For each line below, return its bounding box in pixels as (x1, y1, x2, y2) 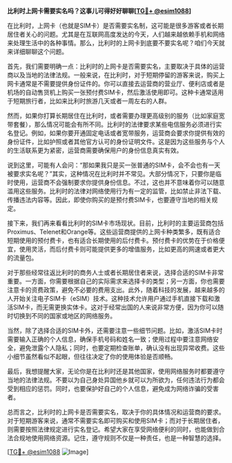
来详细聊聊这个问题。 (7, 48, 68, 55)
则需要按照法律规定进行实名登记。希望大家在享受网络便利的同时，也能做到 (7, 426, 219, 433)
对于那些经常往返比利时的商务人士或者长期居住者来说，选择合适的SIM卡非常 (7, 268, 224, 277)
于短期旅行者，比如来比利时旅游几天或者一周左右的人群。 (7, 97, 171, 105)
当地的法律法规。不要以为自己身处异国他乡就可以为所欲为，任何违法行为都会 (7, 376, 225, 384)
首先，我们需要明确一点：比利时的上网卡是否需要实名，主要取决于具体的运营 (7, 62, 225, 70)
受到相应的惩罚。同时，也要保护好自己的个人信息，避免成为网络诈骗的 (7, 385, 207, 392)
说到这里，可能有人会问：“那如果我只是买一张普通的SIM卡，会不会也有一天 (7, 161, 221, 169)
